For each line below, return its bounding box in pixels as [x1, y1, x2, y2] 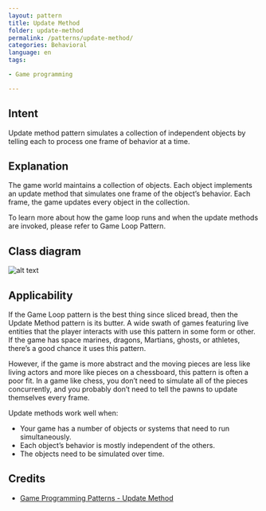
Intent [8, 107, 38, 120]
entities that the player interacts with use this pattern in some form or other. [8, 327, 256, 336]
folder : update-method [8, 26, 84, 34]
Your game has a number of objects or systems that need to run [19, 423, 230, 433]
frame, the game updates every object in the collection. [8, 197, 190, 207]
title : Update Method [8, 19, 80, 27]
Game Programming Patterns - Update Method [19, 493, 174, 502]
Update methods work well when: [8, 408, 119, 418]
